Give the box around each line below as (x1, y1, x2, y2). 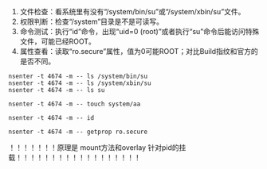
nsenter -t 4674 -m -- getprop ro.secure (8, 128, 148, 136)
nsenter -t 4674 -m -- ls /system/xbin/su (8, 79, 151, 87)
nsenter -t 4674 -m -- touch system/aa (8, 100, 141, 108)
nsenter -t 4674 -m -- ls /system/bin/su (8, 72, 148, 80)
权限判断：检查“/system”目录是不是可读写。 (19, 17, 164, 26)
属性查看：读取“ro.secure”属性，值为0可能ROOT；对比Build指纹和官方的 (19, 47, 258, 56)
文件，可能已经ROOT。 (19, 36, 96, 46)
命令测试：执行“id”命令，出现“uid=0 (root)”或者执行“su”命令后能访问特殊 (19, 27, 260, 36)
